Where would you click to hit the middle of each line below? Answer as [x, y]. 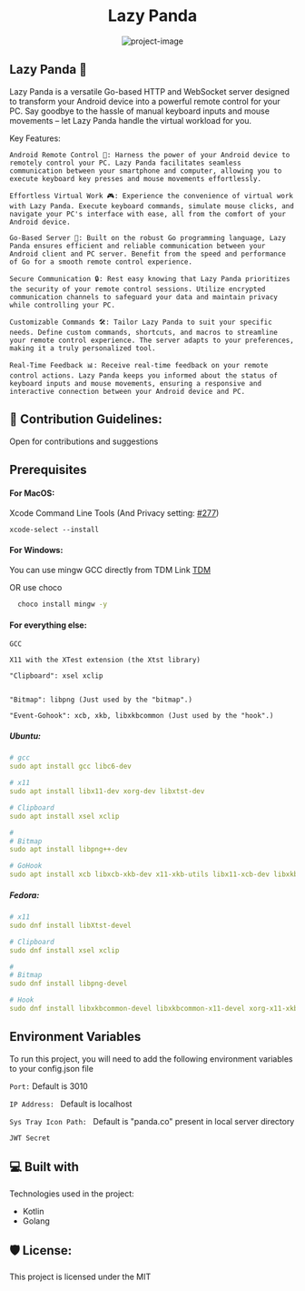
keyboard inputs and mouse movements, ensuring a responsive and [135, 383]
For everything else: [49, 625]
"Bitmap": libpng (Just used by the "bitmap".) [101, 700]
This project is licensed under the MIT [80, 1277]
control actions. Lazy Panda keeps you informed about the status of [144, 375]
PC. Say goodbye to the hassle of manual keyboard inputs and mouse [140, 111]
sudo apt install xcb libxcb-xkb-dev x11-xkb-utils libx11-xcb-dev [140, 874]
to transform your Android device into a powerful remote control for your [145, 101]
